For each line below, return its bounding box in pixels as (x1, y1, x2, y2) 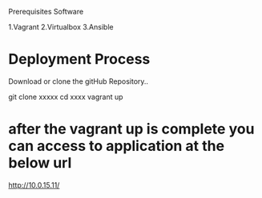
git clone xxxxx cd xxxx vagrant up (8, 92, 123, 101)
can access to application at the (8, 137, 225, 155)
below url (8, 154, 72, 172)
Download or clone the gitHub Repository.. (8, 76, 149, 86)
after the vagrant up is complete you (8, 120, 255, 138)
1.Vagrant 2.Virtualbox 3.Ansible (8, 22, 114, 31)
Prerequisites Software (8, 7, 84, 16)
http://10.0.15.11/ (8, 180, 60, 190)
